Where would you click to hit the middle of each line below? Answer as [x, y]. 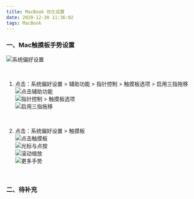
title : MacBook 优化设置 [35, 12]
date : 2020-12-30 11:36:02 [40, 17]
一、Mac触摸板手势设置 [41, 45]
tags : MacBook [24, 23]
